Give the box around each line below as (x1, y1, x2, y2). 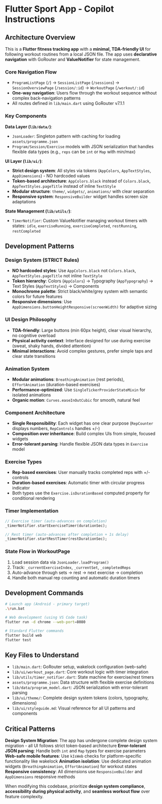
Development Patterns (5, 242, 74, 250)
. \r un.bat (5, 606, 25, 611)
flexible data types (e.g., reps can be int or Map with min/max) (12, 149, 136, 155)
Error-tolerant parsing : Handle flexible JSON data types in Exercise (12, 441, 148, 447)
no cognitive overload (12, 333, 56, 338)
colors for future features (12, 294, 63, 299)
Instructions (5, 14, 55, 25)
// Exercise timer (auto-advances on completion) (5, 518, 108, 524)
